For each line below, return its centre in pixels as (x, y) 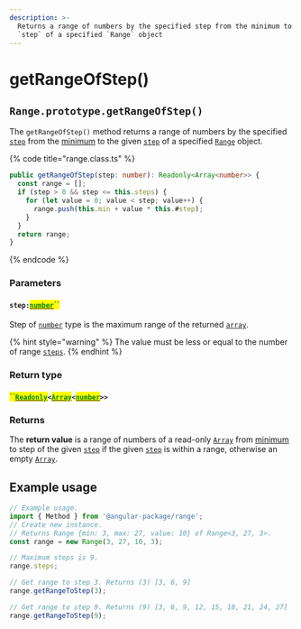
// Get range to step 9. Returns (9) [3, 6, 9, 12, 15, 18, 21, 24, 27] (149, 607)
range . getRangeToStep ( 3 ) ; (58, 591)
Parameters (35, 283)
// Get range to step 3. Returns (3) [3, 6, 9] (100, 583)
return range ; (44, 234)
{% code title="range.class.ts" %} (72, 159)
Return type (36, 375)
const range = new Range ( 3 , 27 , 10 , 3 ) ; (87, 541)
